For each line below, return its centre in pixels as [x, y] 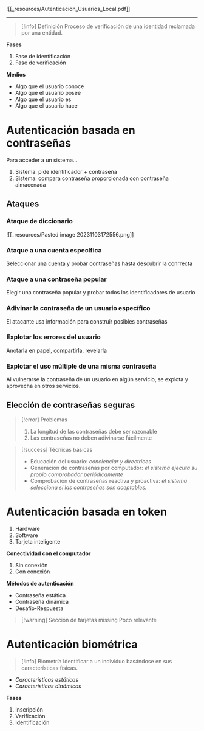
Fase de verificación [40, 63]
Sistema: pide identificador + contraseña [66, 171]
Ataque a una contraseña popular [57, 279]
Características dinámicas [48, 686]
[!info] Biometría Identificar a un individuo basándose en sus [97, 661]
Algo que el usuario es [43, 99]
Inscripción [29, 709]
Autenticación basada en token [87, 512]
